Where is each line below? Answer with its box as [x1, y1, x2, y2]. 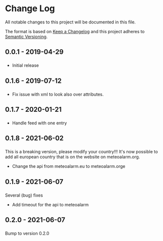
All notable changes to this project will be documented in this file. [5, 19, 136, 25]
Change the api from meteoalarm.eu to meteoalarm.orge [12, 163, 126, 169]
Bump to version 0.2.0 [5, 230, 50, 236]
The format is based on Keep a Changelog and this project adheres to [5, 28, 145, 34]
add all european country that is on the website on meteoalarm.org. [5, 154, 140, 160]
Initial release [12, 62, 39, 68]
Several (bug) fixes [5, 192, 43, 198]
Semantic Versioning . [5, 34, 48, 40]
